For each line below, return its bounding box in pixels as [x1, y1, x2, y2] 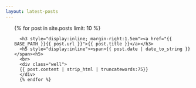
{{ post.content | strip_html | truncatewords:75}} [19, 66, 148, 72]
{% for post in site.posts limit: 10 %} [13, 24, 101, 31]
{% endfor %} [19, 76, 52, 82]
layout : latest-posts [5, 8, 59, 15]
